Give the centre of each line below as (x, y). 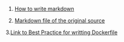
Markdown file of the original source (60, 20)
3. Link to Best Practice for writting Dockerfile (62, 32)
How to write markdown (44, 9)
